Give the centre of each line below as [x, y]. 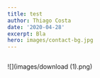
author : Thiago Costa [39, 21]
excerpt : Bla [27, 34]
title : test [25, 14]
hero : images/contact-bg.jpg [50, 40]
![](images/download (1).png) [50, 67]
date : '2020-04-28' [36, 27]
